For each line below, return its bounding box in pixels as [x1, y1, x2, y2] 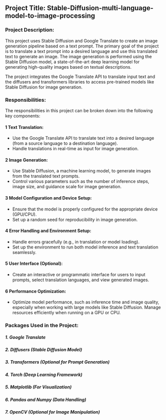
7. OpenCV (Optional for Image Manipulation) [5, 409, 100, 415]
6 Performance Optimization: [5, 288, 66, 294]
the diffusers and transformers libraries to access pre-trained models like [5, 79, 154, 84]
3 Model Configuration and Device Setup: [5, 195, 92, 201]
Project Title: [5, 4, 46, 12]
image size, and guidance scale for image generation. [12, 184, 122, 190]
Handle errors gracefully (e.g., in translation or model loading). [12, 239, 140, 245]
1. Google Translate [5, 334, 46, 340]
